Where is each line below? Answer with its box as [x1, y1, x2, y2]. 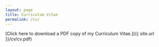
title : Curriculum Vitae [5, 12, 58, 17]
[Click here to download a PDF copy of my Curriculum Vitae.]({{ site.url [5, 31, 154, 37]
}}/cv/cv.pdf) [5, 36, 32, 42]
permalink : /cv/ [5, 17, 40, 22]
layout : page [5, 7, 33, 13]
